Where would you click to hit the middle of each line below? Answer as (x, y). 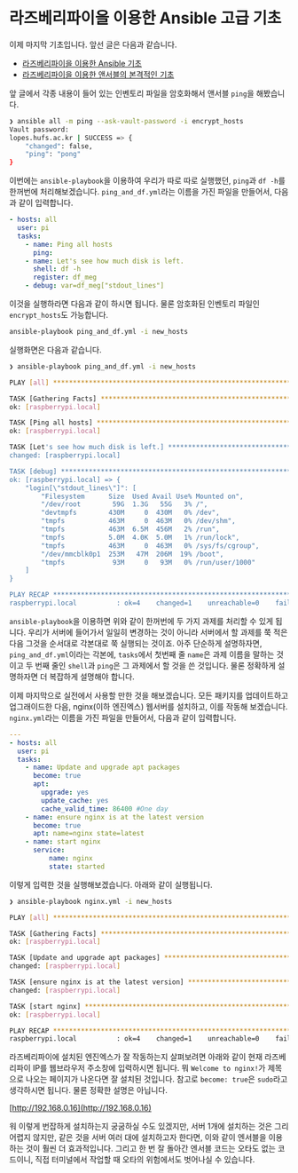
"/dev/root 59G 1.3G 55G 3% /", (125, 504)
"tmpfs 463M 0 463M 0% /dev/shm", (139, 521)
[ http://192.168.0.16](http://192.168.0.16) (81, 1108)
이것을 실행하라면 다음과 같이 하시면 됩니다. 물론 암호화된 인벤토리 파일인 (134, 304)
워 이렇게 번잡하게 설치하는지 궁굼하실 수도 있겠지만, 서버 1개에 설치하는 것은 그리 (149, 1126)
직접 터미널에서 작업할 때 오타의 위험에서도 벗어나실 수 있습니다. (145, 1160)
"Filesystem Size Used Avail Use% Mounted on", (142, 496)
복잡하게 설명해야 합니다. (92, 677)
